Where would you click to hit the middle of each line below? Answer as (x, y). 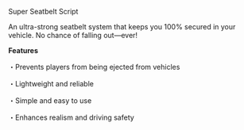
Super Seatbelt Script (43, 11)
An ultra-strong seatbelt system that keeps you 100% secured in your (122, 27)
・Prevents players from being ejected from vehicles (94, 67)
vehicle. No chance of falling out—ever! (73, 35)
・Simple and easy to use (50, 101)
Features (23, 50)
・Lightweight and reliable (51, 84)
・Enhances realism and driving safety (72, 117)
